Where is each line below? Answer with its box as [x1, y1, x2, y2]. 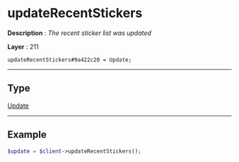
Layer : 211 [7, 42, 39, 51]
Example [7, 128, 47, 141]
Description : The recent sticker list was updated [7, 29, 152, 37]
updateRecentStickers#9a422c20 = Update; [7, 56, 132, 64]
